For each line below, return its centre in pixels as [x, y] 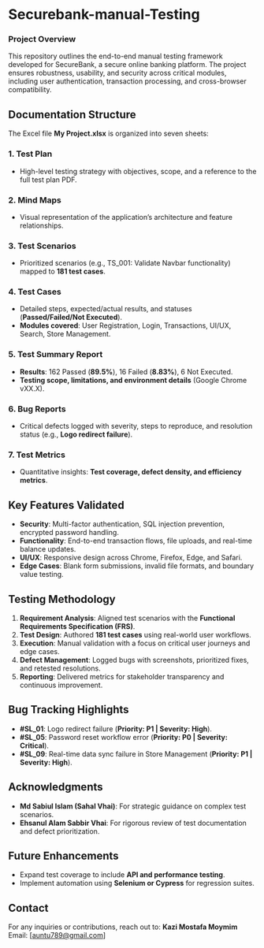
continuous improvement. [61, 685]
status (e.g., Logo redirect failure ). [76, 434]
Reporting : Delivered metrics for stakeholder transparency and [122, 677]
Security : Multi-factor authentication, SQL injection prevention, [122, 524]
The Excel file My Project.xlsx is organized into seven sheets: [108, 134]
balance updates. [48, 549]
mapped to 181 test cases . [63, 271]
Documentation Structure [72, 115]
